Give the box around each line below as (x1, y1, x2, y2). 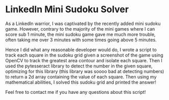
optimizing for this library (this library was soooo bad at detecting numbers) (5, 68, 164, 74)
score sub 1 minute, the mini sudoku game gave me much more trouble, (5, 31, 156, 37)
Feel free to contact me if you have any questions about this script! (5, 89, 146, 95)
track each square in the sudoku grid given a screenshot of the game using (5, 52, 163, 58)
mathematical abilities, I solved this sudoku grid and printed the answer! (5, 79, 157, 85)
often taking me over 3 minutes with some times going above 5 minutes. (5, 37, 157, 43)
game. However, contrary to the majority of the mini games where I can (5, 26, 155, 32)
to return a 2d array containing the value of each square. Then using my (5, 73, 157, 80)
